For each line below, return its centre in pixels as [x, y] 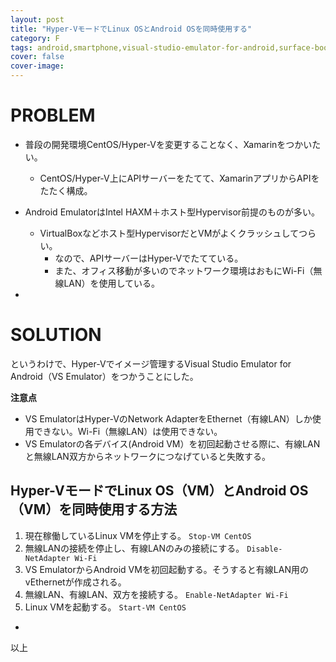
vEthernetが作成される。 [75, 582]
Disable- [264, 549]
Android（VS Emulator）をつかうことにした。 [104, 376]
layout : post [37, 19]
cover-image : [37, 66]
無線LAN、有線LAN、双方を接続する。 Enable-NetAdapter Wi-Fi [156, 594]
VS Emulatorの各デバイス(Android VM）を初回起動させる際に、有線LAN [172, 443]
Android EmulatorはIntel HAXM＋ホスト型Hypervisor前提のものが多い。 [172, 212]
